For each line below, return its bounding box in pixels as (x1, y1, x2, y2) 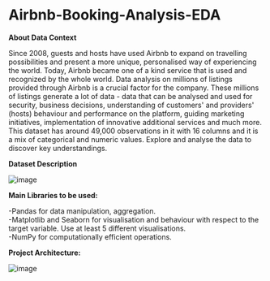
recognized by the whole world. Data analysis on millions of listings (8, 74, 233, 84)
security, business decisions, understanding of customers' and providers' (8, 100, 255, 110)
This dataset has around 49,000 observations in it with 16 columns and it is (8, 126, 259, 136)
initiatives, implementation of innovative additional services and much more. (8, 117, 262, 127)
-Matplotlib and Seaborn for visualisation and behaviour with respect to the (8, 214, 259, 224)
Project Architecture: (8, 248, 81, 257)
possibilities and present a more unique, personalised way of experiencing (8, 57, 257, 67)
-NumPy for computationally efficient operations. (8, 231, 172, 241)
